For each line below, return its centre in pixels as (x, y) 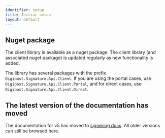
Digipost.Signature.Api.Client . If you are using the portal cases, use (78, 78)
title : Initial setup (28, 15)
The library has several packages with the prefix (56, 73)
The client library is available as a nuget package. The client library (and (81, 52)
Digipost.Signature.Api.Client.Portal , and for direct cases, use (74, 84)
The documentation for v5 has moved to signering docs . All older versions (83, 126)
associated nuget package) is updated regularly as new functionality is (79, 58)
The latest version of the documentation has (77, 105)
